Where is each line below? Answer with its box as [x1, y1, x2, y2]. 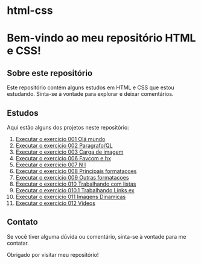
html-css [7, 4, 53, 17]
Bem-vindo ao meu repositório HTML [7, 31, 196, 45]
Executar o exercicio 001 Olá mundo [15, 136, 106, 142]
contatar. [7, 239, 30, 247]
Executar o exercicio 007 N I [15, 161, 86, 168]
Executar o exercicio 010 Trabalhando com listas [15, 180, 136, 187]
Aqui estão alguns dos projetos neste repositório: [7, 124, 129, 131]
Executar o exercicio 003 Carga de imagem [15, 148, 124, 156]
